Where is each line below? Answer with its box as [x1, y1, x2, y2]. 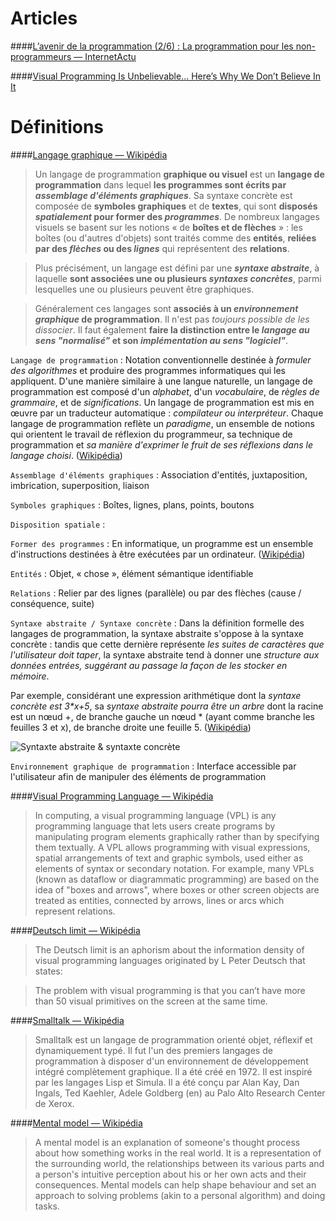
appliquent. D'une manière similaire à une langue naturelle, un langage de [10, 375, 313, 387]
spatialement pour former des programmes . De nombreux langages [34, 210, 320, 222]
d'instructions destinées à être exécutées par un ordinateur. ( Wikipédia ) [10, 548, 306, 560]
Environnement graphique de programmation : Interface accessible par [10, 760, 297, 772]
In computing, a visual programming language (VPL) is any [34, 809, 277, 821]
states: [34, 965, 63, 977]
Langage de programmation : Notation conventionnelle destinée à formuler [10, 353, 312, 366]
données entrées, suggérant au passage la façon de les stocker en [10, 659, 288, 671]
